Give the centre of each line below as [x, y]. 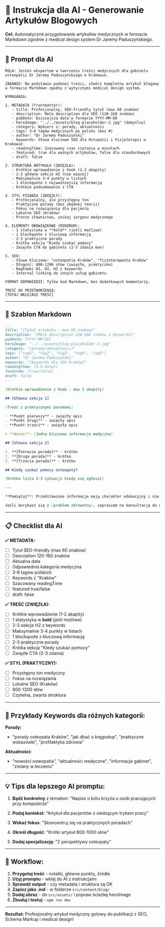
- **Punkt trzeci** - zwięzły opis [41, 425]
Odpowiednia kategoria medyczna [47, 567]
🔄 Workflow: [24, 862]
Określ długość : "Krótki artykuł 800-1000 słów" [61, 832]
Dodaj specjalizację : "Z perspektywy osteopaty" [62, 841]
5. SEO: [13, 256]
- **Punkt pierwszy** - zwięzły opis [44, 416]
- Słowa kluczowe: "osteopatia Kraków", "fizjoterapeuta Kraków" [80, 260]
